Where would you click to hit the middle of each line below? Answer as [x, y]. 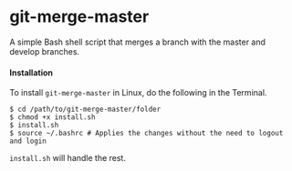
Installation [31, 72]
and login [28, 141]
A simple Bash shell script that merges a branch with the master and [138, 42]
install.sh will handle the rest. [68, 158]
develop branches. [45, 51]
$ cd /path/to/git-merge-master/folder [85, 110]
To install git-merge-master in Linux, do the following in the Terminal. [138, 93]
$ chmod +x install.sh [52, 117]
